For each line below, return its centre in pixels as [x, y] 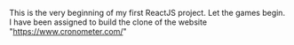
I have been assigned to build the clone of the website [108, 22]
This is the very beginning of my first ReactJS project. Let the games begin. [147, 13]
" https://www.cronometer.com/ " [68, 31]
